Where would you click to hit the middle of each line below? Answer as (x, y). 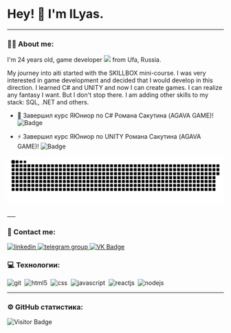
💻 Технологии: (34, 265)
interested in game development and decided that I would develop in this (110, 80)
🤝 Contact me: (32, 231)
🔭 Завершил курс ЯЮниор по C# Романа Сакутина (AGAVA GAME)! (115, 115)
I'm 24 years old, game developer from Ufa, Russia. (84, 60)
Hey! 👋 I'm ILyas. (56, 14)
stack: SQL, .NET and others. (48, 102)
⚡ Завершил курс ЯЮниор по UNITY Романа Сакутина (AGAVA (109, 137)
